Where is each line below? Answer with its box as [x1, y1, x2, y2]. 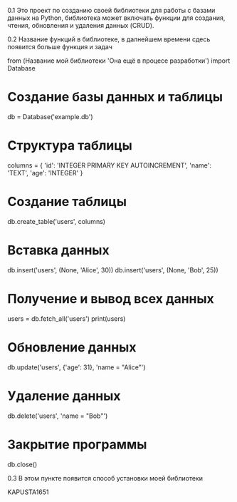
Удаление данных [7, 388, 121, 404]
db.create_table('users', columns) [7, 217, 105, 225]
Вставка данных [7, 242, 110, 258]
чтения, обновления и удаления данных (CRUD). [7, 21, 154, 29]
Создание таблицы [7, 194, 127, 210]
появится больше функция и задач [7, 43, 112, 51]
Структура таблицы [7, 138, 133, 154]
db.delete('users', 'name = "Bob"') [7, 411, 108, 420]
